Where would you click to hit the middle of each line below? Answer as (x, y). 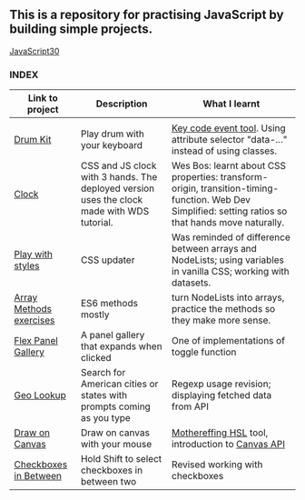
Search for (103, 373)
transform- (244, 177)
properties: (195, 177)
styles (27, 265)
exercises (34, 320)
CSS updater (108, 260)
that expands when (121, 346)
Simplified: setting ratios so (229, 211)
